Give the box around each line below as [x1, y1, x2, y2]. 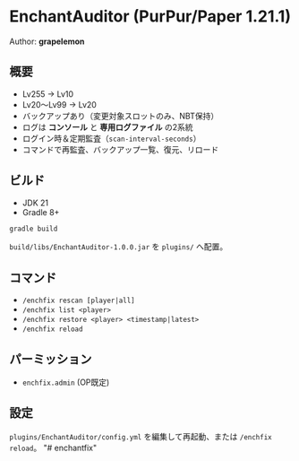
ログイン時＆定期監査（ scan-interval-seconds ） [21, 133, 201, 144]
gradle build [9, 224, 58, 233]
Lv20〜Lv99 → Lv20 [21, 99, 97, 109]
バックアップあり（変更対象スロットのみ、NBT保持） [21, 110, 219, 121]
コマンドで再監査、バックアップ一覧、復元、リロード [21, 144, 219, 154]
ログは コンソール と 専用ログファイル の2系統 [21, 121, 194, 132]
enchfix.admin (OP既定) [21, 377, 110, 387]
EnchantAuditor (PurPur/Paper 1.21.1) [9, 6, 291, 27]
